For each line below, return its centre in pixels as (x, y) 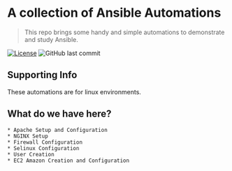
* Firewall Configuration (45, 142)
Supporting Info (42, 75)
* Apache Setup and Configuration (58, 130)
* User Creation (31, 154)
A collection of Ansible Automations (114, 13)
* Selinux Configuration (43, 148)
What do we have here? (59, 114)
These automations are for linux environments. (74, 91)
